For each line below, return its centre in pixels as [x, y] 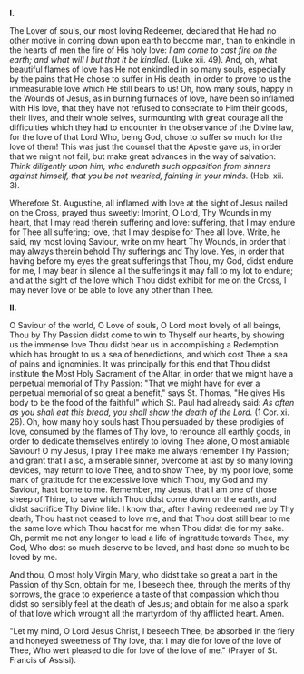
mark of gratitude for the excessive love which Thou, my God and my [138, 480]
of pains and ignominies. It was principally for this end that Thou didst [140, 364]
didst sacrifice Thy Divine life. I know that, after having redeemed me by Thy [152, 509]
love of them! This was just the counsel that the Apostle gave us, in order [146, 146]
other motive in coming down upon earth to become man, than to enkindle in [152, 40]
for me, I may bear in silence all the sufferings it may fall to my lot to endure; [151, 271]
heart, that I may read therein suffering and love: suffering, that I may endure [152, 222]
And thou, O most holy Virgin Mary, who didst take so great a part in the [144, 575]
